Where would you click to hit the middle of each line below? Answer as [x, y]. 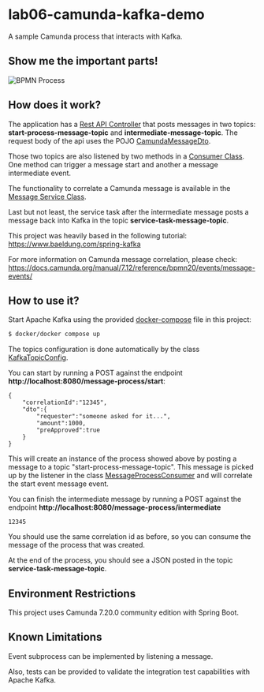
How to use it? [44, 300]
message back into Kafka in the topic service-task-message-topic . [119, 220]
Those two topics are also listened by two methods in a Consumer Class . [126, 156]
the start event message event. [58, 484]
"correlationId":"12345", [65, 403]
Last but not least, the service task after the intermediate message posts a [129, 211]
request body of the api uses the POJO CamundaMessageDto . [110, 140]
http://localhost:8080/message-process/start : [87, 381]
